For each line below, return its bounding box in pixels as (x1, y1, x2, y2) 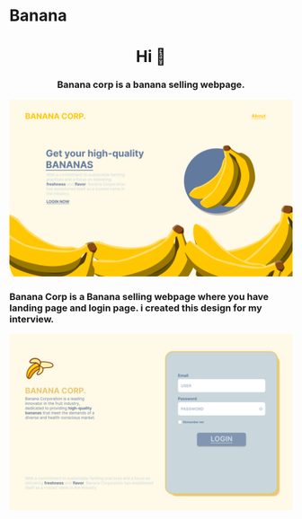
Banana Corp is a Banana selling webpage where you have (9, 290, 270, 303)
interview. (9, 312, 55, 325)
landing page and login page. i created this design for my (9, 302, 262, 314)
